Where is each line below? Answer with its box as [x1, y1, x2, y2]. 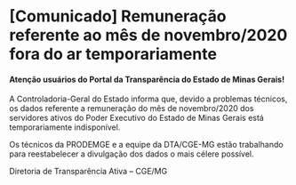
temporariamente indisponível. [9, 122, 121, 133]
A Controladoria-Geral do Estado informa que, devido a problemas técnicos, [9, 93, 288, 104]
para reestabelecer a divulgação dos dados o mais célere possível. [9, 149, 254, 159]
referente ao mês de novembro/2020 [9, 25, 288, 45]
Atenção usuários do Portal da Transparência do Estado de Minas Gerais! [9, 74, 285, 84]
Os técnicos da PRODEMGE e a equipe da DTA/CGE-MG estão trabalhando [9, 140, 284, 150]
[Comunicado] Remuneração [9, 6, 227, 27]
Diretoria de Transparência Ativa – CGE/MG [9, 166, 168, 177]
